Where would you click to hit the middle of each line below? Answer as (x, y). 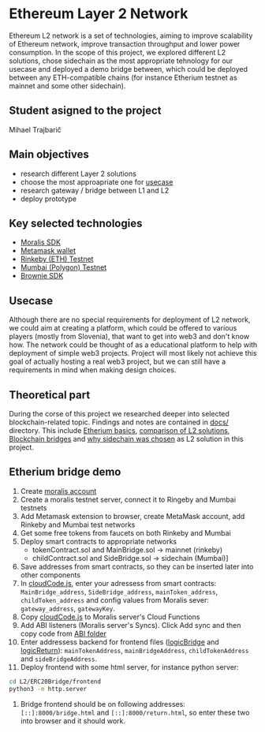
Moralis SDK (41, 242)
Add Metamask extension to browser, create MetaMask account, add (132, 516)
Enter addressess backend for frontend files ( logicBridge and (119, 642)
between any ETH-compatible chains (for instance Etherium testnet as (123, 77)
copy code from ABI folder (63, 633)
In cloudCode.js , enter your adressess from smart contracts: (118, 583)
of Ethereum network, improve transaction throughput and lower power (125, 43)
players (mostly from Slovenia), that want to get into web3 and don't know (129, 337)
